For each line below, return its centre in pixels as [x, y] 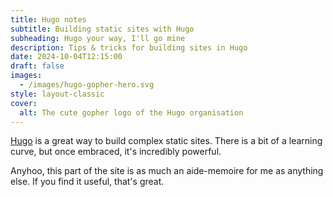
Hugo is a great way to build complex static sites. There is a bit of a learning [166, 141]
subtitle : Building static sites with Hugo [102, 29]
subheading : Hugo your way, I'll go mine [98, 38]
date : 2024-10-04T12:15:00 [66, 57]
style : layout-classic [57, 94]
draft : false [37, 66]
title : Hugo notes [48, 19]
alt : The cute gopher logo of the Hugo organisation [131, 112]
